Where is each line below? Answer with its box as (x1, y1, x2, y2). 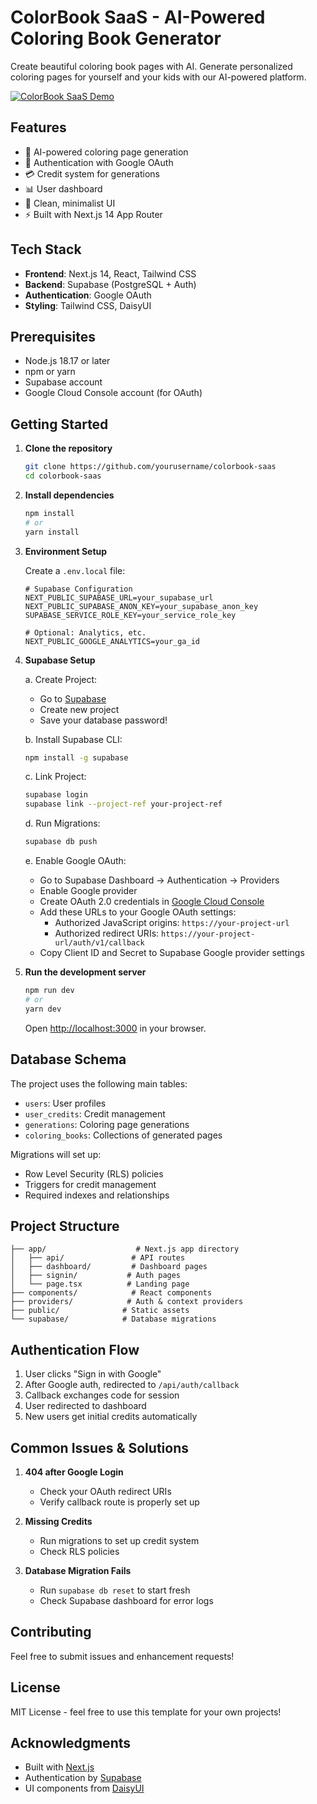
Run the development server (24, 966, 147, 978)
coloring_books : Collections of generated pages (24, 1129, 223, 1141)
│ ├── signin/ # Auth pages (10, 1271, 182, 1281)
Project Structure (10, 1217, 120, 1235)
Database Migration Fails (24, 1564, 132, 1576)
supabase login (24, 790, 89, 800)
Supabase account (24, 376, 103, 388)
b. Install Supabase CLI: (24, 733, 123, 745)
